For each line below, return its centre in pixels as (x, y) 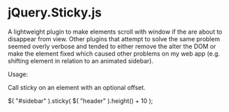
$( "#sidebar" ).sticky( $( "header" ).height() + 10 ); (80, 100)
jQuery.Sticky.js (55, 13)
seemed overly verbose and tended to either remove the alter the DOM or (112, 46)
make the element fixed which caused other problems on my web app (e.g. (114, 54)
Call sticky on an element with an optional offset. (77, 87)
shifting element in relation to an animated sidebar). (81, 60)
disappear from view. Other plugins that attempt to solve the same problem (114, 38)
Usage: (18, 74)
